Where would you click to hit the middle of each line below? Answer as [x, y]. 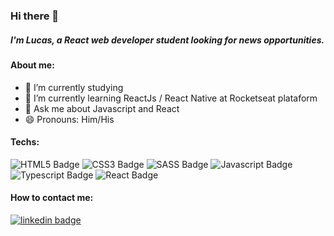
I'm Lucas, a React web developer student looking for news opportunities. [167, 40]
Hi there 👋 [35, 16]
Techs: [25, 142]
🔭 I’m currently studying [74, 87]
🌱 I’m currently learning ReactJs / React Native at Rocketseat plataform [171, 98]
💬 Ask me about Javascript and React [102, 108]
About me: [32, 65]
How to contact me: [52, 198]
